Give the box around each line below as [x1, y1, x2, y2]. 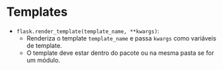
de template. [26, 41, 62, 49]
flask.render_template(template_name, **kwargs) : [16, 27, 160, 35]
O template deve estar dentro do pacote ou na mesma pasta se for [26, 49, 215, 57]
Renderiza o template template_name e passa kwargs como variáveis [26, 34, 217, 42]
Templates [6, 4, 68, 20]
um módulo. [26, 56, 61, 64]
